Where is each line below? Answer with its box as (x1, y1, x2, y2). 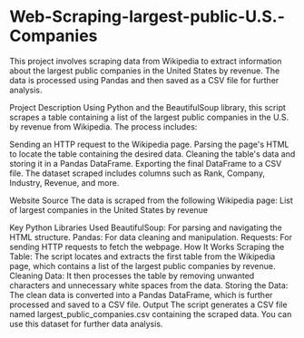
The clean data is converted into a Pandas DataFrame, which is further (9, 289, 273, 300)
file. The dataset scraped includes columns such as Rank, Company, (9, 168, 266, 179)
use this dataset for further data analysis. (9, 318, 163, 329)
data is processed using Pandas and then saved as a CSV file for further (9, 74, 279, 85)
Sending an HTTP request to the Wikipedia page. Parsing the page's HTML (9, 139, 289, 150)
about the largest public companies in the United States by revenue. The (9, 65, 280, 76)
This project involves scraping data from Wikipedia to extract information (9, 55, 282, 66)
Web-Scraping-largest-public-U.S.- (9, 6, 286, 27)
